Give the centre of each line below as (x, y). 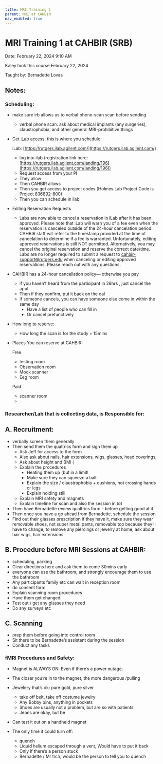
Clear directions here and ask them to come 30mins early (70, 567)
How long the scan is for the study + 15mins (63, 333)
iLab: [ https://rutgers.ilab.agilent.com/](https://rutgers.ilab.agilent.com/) (84, 148)
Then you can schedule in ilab (49, 199)
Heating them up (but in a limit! (57, 472)
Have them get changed (36, 597)
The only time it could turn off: (42, 731)
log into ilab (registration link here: (54, 158)
